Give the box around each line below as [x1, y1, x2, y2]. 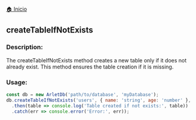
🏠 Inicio [6, 5, 27, 13]
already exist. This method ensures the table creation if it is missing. [6, 63, 174, 70]
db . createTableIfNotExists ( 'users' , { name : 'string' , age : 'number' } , [6, 97, 191, 103]
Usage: [6, 78, 28, 86]
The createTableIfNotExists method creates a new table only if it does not [6, 56, 187, 64]
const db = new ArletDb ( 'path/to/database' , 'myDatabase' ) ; [6, 91, 160, 98]
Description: [6, 43, 43, 52]
